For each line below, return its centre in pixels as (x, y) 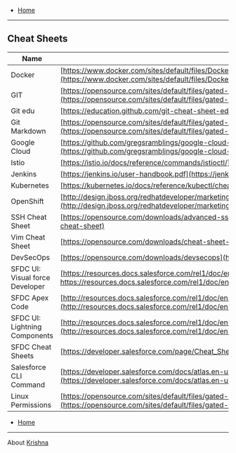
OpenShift (27, 201)
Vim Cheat (28, 237)
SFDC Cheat (31, 347)
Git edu (23, 110)
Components (32, 335)
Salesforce (29, 367)
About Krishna (28, 442)
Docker (23, 74)
